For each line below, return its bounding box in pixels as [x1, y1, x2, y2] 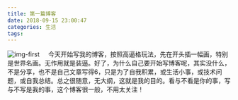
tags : [7, 30, 23, 37]
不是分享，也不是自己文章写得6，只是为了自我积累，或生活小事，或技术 [7, 68, 216, 76]
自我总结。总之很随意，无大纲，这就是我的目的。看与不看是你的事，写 [25, 77, 231, 85]
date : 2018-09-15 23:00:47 [7, 17, 87, 24]
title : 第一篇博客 [7, 10, 57, 18]
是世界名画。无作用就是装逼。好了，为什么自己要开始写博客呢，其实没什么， [7, 59, 231, 68]
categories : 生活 [7, 23, 57, 30]
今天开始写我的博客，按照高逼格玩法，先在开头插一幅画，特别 [48, 50, 229, 58]
